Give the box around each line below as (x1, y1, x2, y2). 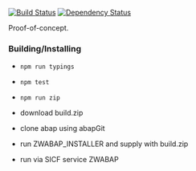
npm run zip (19, 94, 60, 102)
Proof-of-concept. (8, 23, 69, 32)
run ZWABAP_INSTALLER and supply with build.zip (19, 139, 189, 149)
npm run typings (19, 63, 75, 71)
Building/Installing (8, 43, 82, 54)
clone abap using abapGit (19, 124, 106, 133)
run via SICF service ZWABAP (19, 155, 119, 165)
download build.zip (19, 108, 84, 118)
